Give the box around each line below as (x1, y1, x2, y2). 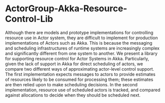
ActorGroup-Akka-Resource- (5, 3, 128, 14)
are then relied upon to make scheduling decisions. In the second (5, 81, 138, 87)
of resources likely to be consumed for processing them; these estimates (5, 77, 154, 82)
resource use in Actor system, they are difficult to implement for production (5, 35, 158, 41)
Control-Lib (5, 13, 53, 25)
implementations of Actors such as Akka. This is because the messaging (5, 40, 153, 46)
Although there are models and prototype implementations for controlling (5, 29, 154, 35)
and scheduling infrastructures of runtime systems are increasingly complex (5, 45, 160, 51)
